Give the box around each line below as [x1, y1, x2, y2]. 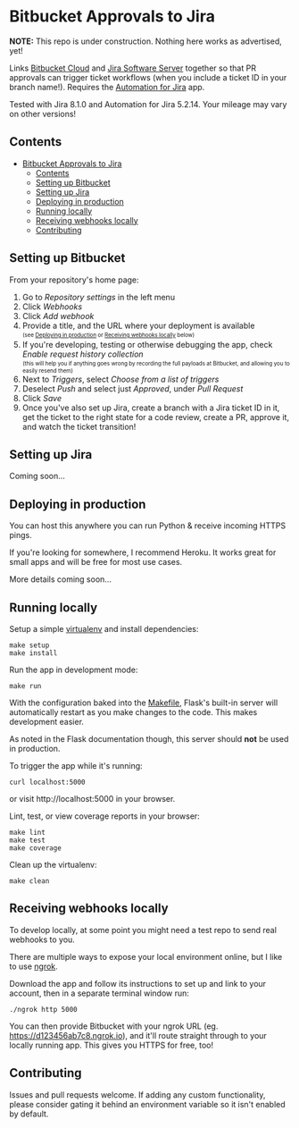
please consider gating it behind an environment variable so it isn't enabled [9, 1099, 286, 1109]
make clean [9, 877, 50, 886]
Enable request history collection [21, 349, 145, 359]
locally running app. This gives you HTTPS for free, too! [9, 1040, 214, 1050]
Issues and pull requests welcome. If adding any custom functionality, [9, 1089, 266, 1100]
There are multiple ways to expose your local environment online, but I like [9, 951, 283, 962]
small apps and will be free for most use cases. [9, 557, 183, 568]
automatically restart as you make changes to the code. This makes [9, 707, 258, 717]
